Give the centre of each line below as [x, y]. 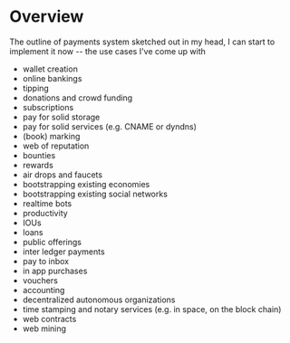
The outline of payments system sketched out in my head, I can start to [142, 42]
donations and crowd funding [77, 98]
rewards [38, 165]
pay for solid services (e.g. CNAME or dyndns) [110, 126]
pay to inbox [46, 261]
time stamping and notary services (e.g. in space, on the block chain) [152, 309]
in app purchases [55, 271]
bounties [39, 155]
